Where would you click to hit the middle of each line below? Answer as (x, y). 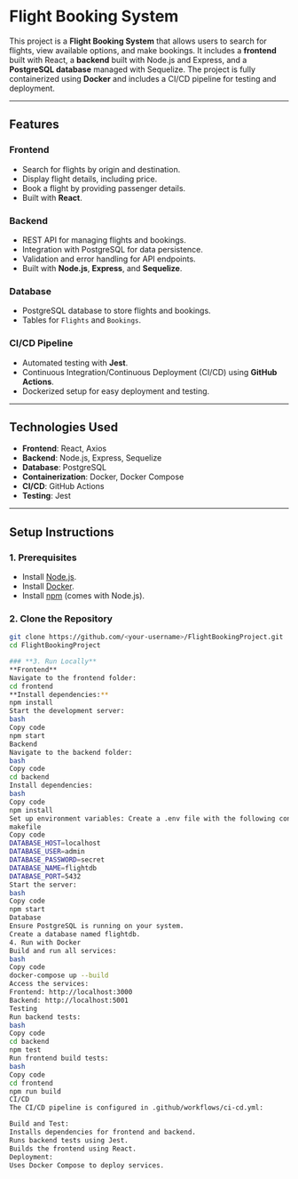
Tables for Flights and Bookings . (82, 320)
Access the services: (49, 984)
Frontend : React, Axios (64, 449)
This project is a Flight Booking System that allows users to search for (138, 41)
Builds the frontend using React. (73, 1149)
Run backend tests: (45, 1017)
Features (34, 125)
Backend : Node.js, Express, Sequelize (92, 458)
